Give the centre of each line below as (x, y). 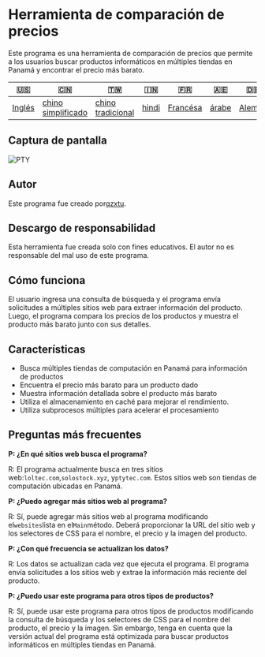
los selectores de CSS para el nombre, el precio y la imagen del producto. (128, 533)
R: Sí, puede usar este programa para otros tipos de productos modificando (131, 611)
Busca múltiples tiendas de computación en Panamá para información (133, 368)
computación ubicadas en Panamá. (65, 486)
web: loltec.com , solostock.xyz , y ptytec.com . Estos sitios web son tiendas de (132, 477)
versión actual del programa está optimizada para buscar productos (118, 636)
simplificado (65, 112)
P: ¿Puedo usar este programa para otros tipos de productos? (111, 595)
